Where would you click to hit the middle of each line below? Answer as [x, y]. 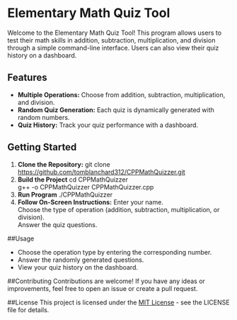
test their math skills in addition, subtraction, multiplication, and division [111, 40]
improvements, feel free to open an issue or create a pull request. [103, 288]
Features [27, 78]
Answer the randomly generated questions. [81, 260]
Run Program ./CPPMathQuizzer [65, 194]
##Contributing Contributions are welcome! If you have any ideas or [106, 281]
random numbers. [44, 117]
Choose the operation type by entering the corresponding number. [115, 252]
